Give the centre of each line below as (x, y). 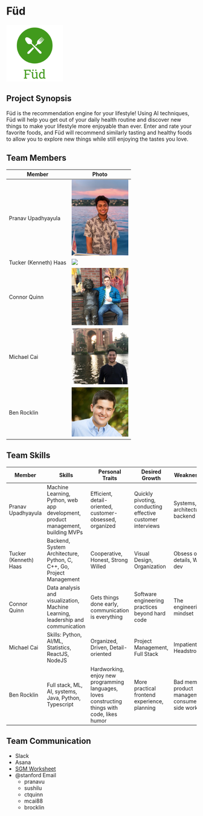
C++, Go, (58, 566)
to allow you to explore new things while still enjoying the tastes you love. (97, 139)
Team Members (36, 158)
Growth (151, 478)
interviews (147, 526)
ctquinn (34, 794)
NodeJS (57, 660)
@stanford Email (35, 775)
